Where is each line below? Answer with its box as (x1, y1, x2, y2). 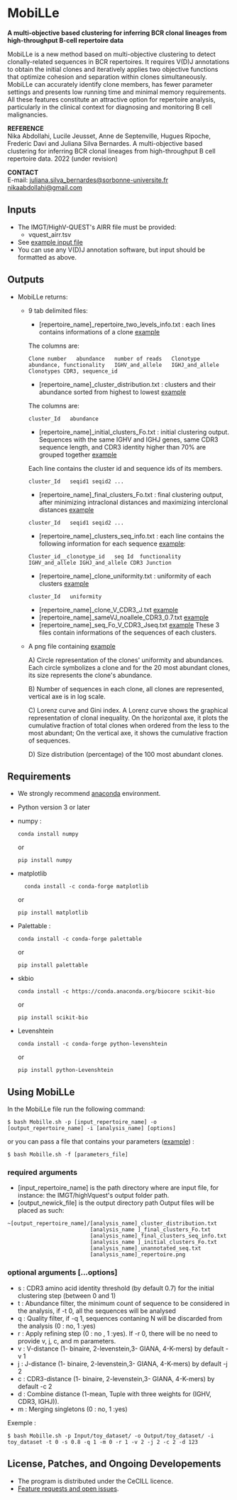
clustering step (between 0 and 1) (17, 1291, 116, 1299)
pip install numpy (17, 857, 72, 864)
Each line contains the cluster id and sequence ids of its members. (28, 464, 223, 472)
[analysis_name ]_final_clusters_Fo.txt (89, 1226, 211, 1233)
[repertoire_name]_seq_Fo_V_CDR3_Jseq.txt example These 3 (38, 620, 220, 629)
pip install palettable (17, 962, 89, 969)
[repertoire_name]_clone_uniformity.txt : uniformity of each (38, 571, 211, 580)
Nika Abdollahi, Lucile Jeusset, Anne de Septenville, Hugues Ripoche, (7, 132, 211, 140)
